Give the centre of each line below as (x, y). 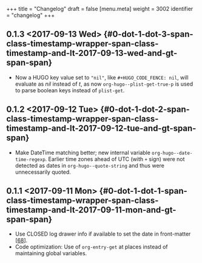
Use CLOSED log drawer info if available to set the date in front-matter (103, 234)
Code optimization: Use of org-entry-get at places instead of (91, 247)
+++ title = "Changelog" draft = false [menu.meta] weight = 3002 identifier (100, 9)
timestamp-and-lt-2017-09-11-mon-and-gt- (91, 210)
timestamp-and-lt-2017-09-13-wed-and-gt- (92, 53)
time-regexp (30, 159)
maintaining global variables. (51, 253)
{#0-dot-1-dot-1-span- (143, 191)
